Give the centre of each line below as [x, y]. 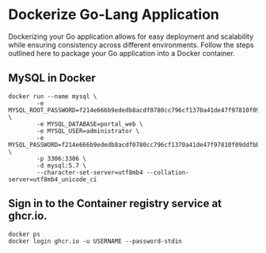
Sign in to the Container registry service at [115, 204]
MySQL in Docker [52, 78]
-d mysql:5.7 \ [62, 165]
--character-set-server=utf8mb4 [90, 172]
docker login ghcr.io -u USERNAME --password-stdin [95, 241]
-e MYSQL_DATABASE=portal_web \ [90, 124]
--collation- [168, 172]
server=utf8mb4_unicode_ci [53, 179]
